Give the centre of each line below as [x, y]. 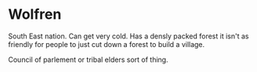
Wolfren [35, 14]
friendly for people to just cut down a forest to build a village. [107, 44]
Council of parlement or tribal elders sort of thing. [88, 59]
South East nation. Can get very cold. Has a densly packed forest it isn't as [128, 36]
